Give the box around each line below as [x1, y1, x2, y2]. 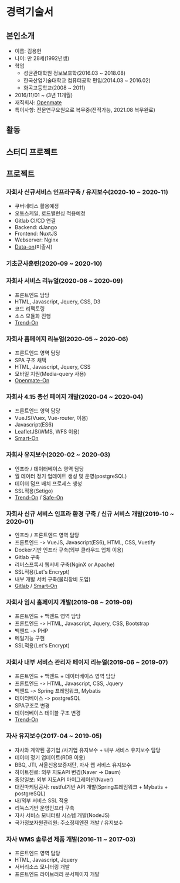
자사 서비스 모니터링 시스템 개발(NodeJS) [14, 811, 110, 819]
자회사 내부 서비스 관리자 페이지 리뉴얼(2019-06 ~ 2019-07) [6, 658, 168, 666]
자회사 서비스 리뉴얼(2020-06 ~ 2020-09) [6, 277, 123, 285]
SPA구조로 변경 [14, 702, 50, 709]
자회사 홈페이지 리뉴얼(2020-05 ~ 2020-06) [6, 335, 128, 343]
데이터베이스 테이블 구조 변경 [14, 709, 81, 716]
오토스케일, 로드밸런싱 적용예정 [14, 210, 86, 217]
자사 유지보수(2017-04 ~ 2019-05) [6, 732, 102, 740]
